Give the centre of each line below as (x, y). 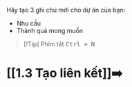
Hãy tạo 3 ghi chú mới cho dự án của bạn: (66, 10)
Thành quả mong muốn (50, 31)
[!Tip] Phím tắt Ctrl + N (59, 44)
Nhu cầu (29, 23)
